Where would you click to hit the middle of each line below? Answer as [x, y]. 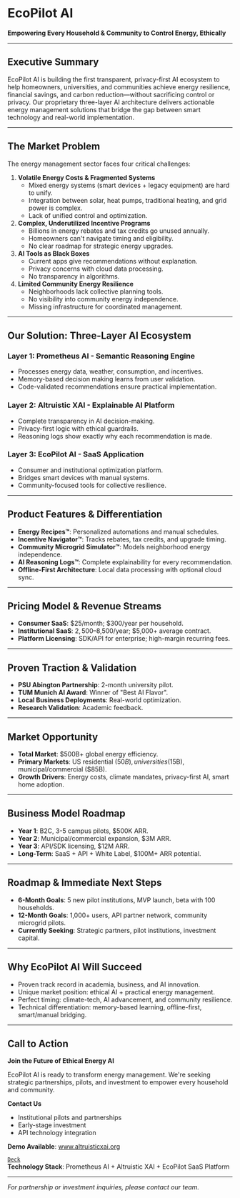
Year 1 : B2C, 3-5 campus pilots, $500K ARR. [83, 831]
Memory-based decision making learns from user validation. [106, 379]
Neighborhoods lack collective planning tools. [96, 291]
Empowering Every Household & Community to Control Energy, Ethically [117, 33]
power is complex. [55, 208]
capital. [29, 938]
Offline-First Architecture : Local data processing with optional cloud [119, 569]
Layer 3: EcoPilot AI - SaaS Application [76, 454]
